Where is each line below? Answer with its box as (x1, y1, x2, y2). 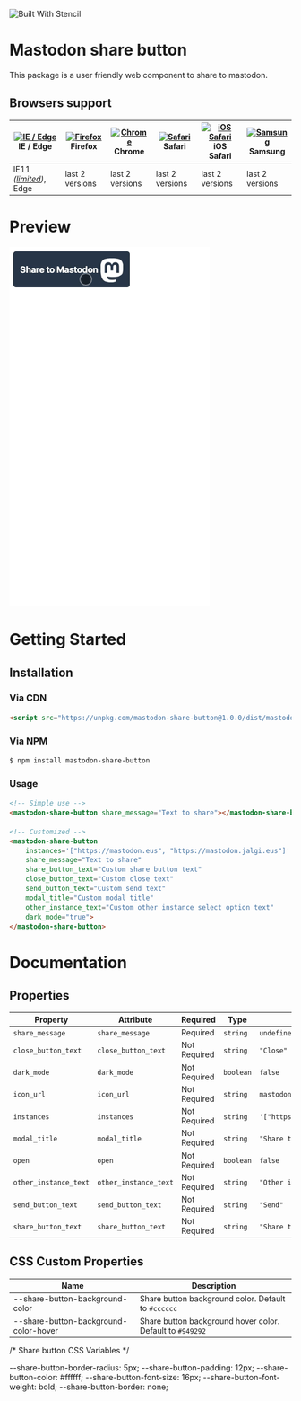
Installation (9, 665, 73, 680)
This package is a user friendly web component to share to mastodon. (9, 69, 269, 80)
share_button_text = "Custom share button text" (25, 865, 202, 875)
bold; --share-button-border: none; (39, 1381, 168, 1392)
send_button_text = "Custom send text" (25, 885, 167, 894)
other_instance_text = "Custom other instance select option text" (25, 903, 275, 912)
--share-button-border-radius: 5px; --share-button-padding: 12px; (9, 1362, 255, 1373)
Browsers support (9, 95, 112, 111)
